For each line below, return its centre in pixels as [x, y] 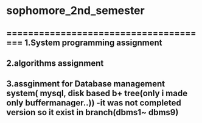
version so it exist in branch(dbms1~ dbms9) [92, 112]
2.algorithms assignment [55, 63]
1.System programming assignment [93, 42]
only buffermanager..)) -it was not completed [94, 103]
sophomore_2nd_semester [75, 11]
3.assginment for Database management [86, 84]
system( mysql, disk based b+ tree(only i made [97, 93]
